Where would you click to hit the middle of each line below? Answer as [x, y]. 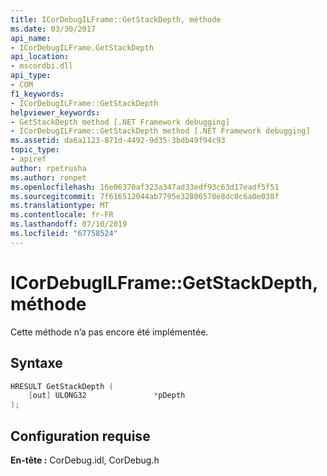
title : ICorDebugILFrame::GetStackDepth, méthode [116, 19]
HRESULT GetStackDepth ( [62, 386]
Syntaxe [36, 363]
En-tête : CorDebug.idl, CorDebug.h [85, 460]
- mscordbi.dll [42, 66]
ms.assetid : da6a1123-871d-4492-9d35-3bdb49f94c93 [118, 141]
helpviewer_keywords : [55, 112]
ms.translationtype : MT [60, 206]
